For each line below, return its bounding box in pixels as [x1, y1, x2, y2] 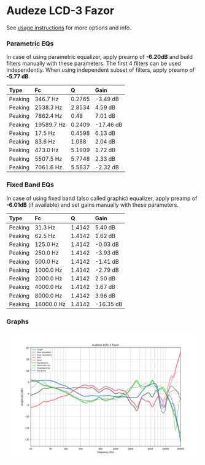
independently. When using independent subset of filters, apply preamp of [6, 66, 195, 74]
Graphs [6, 317, 29, 326]
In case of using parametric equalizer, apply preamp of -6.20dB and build [6, 53, 193, 61]
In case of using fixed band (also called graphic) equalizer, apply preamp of [6, 194, 198, 202]
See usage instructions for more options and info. [6, 24, 132, 31]
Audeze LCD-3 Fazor [6, 4, 115, 18]
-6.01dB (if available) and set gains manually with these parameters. [6, 201, 179, 209]
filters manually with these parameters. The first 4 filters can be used [6, 60, 181, 67]
